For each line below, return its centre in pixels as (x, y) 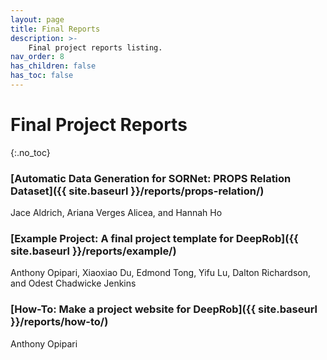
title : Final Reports (55, 29)
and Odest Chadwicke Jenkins (73, 283)
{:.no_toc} (30, 152)
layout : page (37, 19)
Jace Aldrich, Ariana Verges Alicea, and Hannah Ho (116, 213)
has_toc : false (42, 76)
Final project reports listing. (95, 47)
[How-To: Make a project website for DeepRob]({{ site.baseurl (164, 309)
